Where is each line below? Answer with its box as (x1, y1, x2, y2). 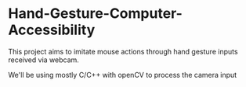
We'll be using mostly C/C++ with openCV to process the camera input (8, 70, 237, 79)
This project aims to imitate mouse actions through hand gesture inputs (8, 47, 238, 56)
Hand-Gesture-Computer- (8, 5, 183, 23)
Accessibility (8, 21, 96, 39)
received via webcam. (8, 55, 80, 64)
